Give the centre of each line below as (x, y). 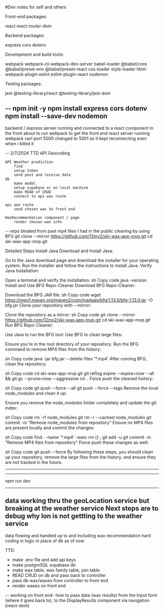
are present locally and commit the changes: (50, 428)
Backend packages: (25, 35)
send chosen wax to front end (45, 209)
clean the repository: (26, 364)
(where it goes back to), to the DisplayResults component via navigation (77, 600)
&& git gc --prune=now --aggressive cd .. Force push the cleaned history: (79, 378)
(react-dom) (17, 605)
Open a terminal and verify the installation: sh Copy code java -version (76, 280)
